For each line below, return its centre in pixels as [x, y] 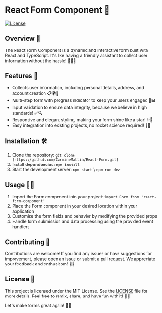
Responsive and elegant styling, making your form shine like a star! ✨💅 [82, 120]
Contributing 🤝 [28, 242]
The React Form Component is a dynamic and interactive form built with [77, 50]
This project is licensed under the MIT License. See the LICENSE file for [76, 291]
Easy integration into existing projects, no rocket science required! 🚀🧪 [81, 125]
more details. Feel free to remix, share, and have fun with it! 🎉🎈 [67, 296]
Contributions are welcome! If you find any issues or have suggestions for [79, 254]
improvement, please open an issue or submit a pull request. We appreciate [80, 259]
